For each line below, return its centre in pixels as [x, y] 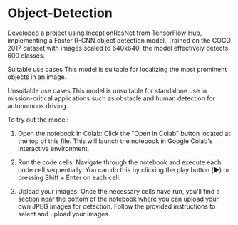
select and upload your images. [64, 214]
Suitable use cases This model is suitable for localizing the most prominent [117, 69]
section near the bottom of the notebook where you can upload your [118, 199]
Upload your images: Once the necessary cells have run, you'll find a [119, 191]
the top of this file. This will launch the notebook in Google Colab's [115, 141]
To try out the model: [38, 120]
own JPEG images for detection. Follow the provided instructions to [117, 206]
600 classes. [26, 56]
